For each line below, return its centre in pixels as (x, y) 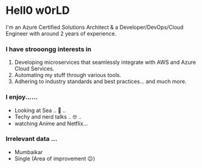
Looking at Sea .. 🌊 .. (40, 110)
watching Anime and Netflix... (51, 123)
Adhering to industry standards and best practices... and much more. (100, 81)
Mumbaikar (28, 152)
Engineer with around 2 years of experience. (61, 33)
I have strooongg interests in (49, 49)
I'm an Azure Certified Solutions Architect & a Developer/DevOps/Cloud (95, 27)
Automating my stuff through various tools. (68, 75)
